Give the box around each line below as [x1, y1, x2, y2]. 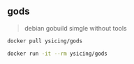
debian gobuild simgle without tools [24, 24, 127, 32]
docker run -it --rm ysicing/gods [7, 50, 108, 57]
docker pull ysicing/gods [7, 38, 82, 45]
